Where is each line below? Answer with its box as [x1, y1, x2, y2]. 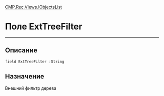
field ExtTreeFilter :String [5, 59, 64, 64]
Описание [5, 46, 38, 55]
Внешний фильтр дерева [5, 85, 57, 91]
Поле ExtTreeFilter [5, 21, 82, 32]
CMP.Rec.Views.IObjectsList [5, 4, 62, 10]
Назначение [5, 72, 44, 80]
